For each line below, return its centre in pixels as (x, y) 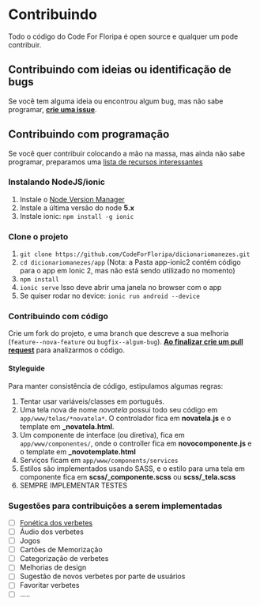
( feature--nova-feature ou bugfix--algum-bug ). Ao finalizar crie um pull (126, 342)
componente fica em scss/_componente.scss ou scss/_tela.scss (128, 476)
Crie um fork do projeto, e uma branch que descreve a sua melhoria (119, 333)
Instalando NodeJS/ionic (57, 182)
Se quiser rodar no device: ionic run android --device (109, 296)
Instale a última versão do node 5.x (77, 208)
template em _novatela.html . (67, 426)
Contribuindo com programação (89, 135)
